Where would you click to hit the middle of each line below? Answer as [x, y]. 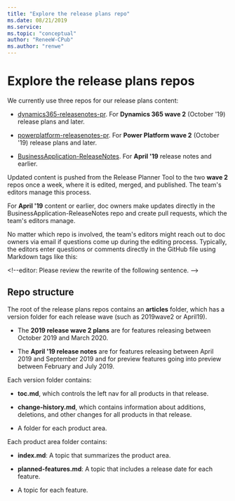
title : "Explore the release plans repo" [69, 14]
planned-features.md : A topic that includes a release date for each [115, 469]
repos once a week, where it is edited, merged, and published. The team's [115, 185]
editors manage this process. [49, 192]
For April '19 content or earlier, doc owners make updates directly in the [111, 206]
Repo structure [41, 292]
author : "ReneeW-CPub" [40, 40]
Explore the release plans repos [101, 81]
